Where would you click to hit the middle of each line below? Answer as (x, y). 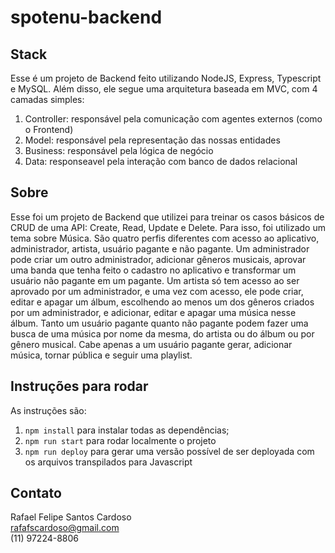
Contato (36, 493)
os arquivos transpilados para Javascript (108, 462)
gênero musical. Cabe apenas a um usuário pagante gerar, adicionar (151, 344)
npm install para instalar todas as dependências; (127, 430)
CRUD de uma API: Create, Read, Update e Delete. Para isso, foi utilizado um (168, 227)
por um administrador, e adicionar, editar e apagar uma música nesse (153, 312)
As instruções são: (48, 410)
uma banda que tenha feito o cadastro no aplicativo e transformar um (153, 270)
